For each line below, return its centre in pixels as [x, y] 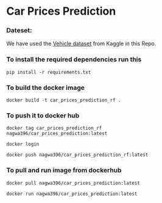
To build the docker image [46, 87]
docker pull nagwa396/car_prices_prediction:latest [73, 183]
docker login [23, 144]
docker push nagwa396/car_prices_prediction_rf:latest [77, 155]
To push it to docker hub [43, 116]
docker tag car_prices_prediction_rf [54, 128]
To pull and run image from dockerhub [64, 171]
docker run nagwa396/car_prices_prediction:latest [72, 194]
